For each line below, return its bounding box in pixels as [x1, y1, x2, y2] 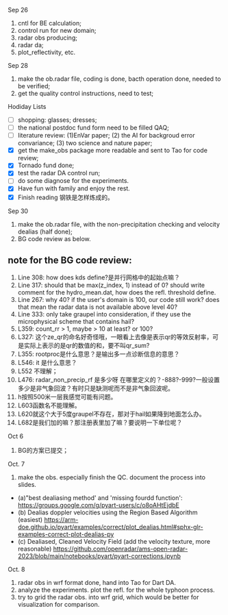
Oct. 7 [8, 460, 25, 468]
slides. [17, 481, 37, 489]
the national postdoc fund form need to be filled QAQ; [17, 123, 170, 132]
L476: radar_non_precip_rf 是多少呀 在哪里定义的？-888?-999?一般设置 [17, 376, 220, 384]
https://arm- [44, 516, 79, 524]
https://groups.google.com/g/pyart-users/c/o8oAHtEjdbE [17, 501, 180, 510]
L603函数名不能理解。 [17, 401, 81, 410]
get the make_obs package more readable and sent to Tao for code [17, 147, 208, 155]
